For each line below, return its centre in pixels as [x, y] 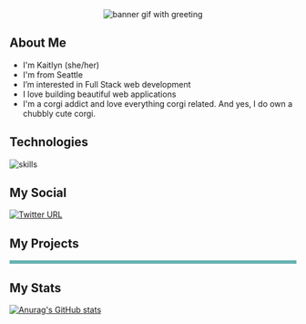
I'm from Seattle [53, 74]
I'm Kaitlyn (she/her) [61, 65]
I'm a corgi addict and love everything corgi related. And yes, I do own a [158, 103]
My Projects [44, 243]
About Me [38, 43]
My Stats [36, 288]
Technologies [49, 142]
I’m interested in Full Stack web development [107, 84]
